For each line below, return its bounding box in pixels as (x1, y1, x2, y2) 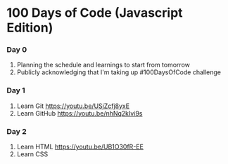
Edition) (6, 20, 53, 36)
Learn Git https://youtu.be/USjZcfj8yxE (16, 102, 130, 110)
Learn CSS (16, 150, 49, 158)
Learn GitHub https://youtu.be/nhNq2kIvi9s (16, 109, 143, 117)
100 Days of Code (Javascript (6, 5, 184, 21)
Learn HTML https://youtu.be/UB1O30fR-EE (16, 142, 144, 151)
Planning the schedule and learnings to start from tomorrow (16, 61, 191, 69)
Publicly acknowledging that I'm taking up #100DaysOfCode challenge (16, 68, 222, 76)
